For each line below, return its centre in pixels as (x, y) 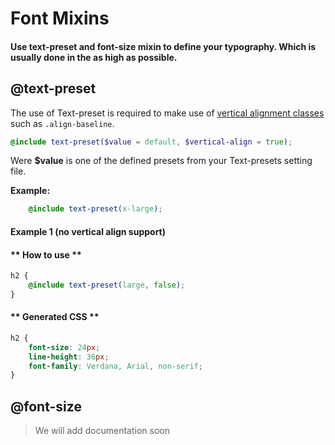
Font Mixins (60, 18)
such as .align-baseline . (62, 123)
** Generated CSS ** (55, 317)
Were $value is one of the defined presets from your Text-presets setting (161, 161)
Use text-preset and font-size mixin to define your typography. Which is (163, 46)
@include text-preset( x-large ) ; (95, 209)
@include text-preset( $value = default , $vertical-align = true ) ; (151, 142)
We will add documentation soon (102, 431)
